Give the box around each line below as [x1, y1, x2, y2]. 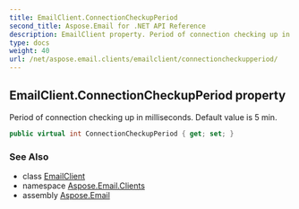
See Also [9, 150, 49, 162]
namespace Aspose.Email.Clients [21, 180, 146, 191]
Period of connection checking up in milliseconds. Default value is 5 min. [9, 111, 278, 122]
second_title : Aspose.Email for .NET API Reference [9, 22, 206, 30]
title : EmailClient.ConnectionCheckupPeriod [9, 13, 178, 22]
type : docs [9, 38, 50, 48]
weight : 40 [9, 47, 50, 56]
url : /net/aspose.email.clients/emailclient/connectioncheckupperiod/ [9, 55, 278, 64]
